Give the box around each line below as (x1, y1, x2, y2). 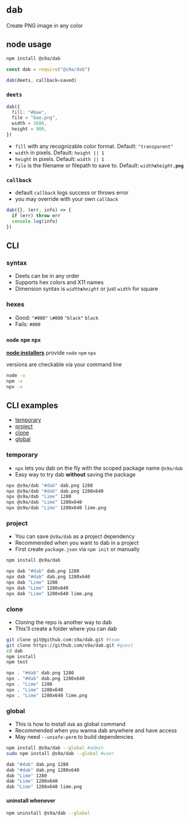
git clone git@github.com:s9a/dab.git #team (6, 636, 120, 643)
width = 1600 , (11, 121, 47, 127)
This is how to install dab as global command (14, 721, 125, 727)
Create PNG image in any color (6, 22, 83, 29)
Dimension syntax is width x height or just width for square (14, 285, 159, 292)
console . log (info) (11, 218, 59, 224)
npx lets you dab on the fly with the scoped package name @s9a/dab (14, 464, 183, 472)
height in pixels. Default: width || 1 (14, 155, 104, 162)
